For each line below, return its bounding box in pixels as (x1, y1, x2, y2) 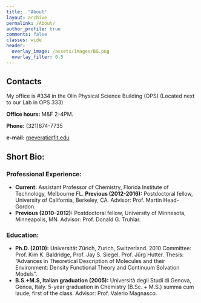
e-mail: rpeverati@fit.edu (6, 134, 70, 141)
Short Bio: (6, 151, 45, 162)
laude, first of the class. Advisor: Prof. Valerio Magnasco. (15, 290, 157, 297)
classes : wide (6, 37, 42, 43)
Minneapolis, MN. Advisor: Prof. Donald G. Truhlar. (15, 216, 141, 223)
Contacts (6, 76, 42, 87)
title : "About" (6, 8, 47, 15)
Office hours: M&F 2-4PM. (6, 110, 74, 118)
